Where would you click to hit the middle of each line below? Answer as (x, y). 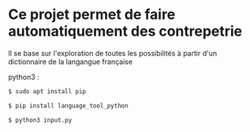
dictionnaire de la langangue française (70, 62)
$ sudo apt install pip (47, 91)
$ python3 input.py (40, 120)
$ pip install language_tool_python (68, 106)
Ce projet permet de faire (92, 15)
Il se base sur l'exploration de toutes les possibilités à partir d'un (113, 53)
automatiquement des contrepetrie (125, 31)
